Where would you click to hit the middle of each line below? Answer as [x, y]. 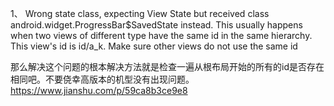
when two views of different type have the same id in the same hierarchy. [161, 35]
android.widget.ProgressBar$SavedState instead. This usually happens [156, 25]
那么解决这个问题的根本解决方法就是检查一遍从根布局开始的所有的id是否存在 [167, 66]
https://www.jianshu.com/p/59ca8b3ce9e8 [99, 90]
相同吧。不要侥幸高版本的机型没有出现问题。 [102, 79]
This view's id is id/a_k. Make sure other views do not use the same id [154, 46]
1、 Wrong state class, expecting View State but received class [140, 13]
